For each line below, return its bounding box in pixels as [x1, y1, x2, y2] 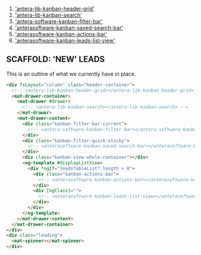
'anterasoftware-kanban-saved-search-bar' [14, 24, 124, 31]
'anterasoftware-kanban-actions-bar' [14, 31, 108, 38]
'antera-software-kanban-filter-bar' [14, 18, 103, 25]
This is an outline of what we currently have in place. [6, 70, 136, 77]
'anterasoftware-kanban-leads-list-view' [14, 37, 115, 44]
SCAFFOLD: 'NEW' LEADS [6, 54, 105, 65]
